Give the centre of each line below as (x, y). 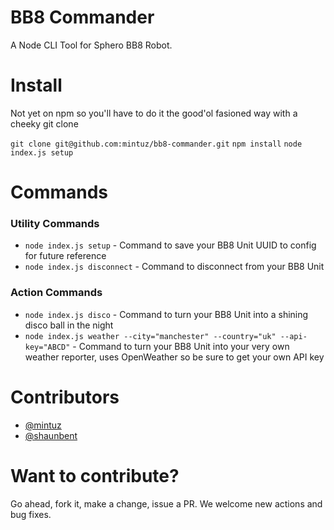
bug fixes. (31, 514)
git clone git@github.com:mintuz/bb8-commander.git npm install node (156, 144)
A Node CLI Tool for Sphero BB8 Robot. (91, 45)
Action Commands (56, 293)
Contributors (65, 397)
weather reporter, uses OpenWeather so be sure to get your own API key (174, 357)
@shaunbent (51, 435)
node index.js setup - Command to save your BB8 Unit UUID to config (170, 245)
